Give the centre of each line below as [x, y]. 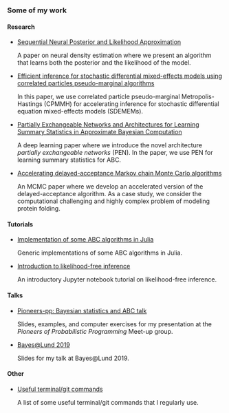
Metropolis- [198, 97]
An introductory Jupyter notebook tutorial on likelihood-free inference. [117, 279]
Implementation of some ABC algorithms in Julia [85, 240]
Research [21, 27]
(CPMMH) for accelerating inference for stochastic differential [131, 104]
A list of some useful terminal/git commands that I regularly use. [108, 402]
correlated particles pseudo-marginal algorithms [86, 83]
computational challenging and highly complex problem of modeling [113, 201]
